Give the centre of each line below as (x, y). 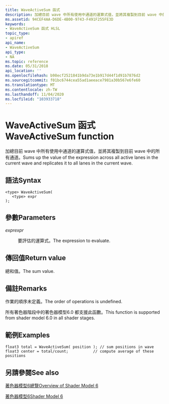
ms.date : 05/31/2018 (27, 66)
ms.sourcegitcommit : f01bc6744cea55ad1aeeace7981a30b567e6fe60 (73, 80)
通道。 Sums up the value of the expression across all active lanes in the (84, 157)
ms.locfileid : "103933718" (33, 99)
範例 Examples (28, 335)
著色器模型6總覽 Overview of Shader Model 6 (52, 386)
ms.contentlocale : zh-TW (31, 90)
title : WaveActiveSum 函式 (33, 10)
